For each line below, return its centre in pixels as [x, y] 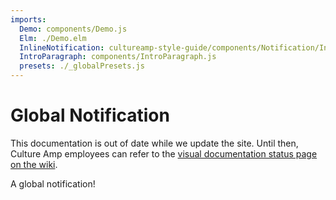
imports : [28, 19]
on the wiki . [34, 164]
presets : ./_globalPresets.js [82, 66]
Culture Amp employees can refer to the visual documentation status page [164, 153]
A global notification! [53, 183]
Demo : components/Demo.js [73, 29]
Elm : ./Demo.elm [53, 38]
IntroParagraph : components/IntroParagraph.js [118, 57]
